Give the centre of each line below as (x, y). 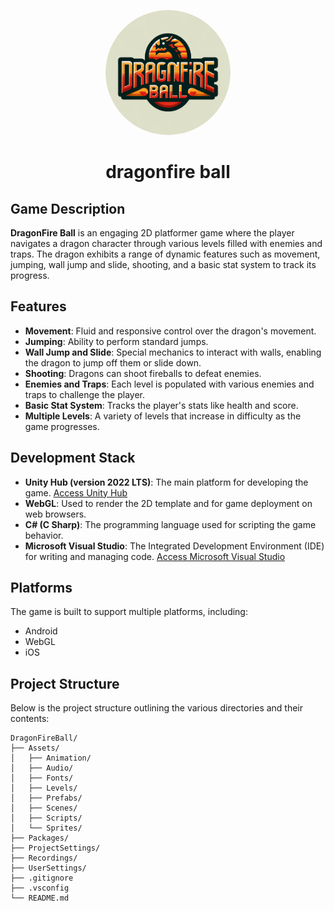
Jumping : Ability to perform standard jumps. (116, 341)
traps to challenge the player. (84, 394)
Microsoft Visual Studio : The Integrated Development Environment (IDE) (174, 546)
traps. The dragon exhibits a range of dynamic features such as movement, (165, 254)
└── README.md (40, 898)
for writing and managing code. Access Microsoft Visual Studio (155, 556)
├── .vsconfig (40, 888)
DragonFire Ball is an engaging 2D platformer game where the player (152, 233)
